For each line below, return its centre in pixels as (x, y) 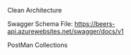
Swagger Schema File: (40, 24)
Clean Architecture (35, 10)
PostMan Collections (38, 45)
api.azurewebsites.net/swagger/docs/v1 (65, 31)
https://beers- (95, 24)
